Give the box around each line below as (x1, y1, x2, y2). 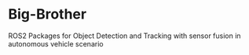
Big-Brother (8, 5, 87, 23)
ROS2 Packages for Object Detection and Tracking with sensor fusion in (8, 31, 241, 40)
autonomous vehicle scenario (8, 39, 104, 48)
